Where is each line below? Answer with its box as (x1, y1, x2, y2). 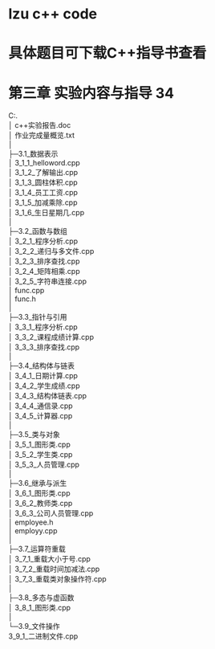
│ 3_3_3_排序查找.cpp (8, 342, 80, 352)
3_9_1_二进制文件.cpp (8, 631, 79, 641)
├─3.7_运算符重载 (8, 544, 67, 554)
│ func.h (8, 294, 36, 304)
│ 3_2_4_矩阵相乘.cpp (8, 267, 80, 276)
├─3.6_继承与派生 (8, 479, 67, 488)
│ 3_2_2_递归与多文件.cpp (8, 247, 95, 256)
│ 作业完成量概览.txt (8, 130, 75, 141)
